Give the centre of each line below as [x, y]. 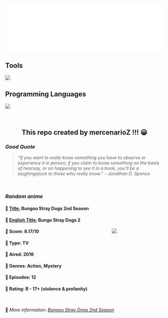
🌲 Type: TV [17, 243]
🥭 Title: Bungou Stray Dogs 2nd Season [47, 208]
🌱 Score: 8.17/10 [22, 232]
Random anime [24, 196]
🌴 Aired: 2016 [20, 254]
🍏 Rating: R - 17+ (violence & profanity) [46, 289]
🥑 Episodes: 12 [21, 277]
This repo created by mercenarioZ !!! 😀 [85, 132]
